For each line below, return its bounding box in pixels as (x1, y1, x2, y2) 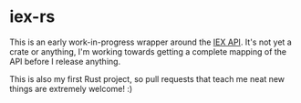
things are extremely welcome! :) (9, 83, 133, 94)
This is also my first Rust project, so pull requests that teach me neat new (9, 73, 285, 84)
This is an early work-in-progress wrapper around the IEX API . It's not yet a (9, 36, 292, 47)
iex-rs (9, 6, 56, 27)
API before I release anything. (9, 56, 121, 67)
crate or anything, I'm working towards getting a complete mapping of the (9, 46, 287, 57)
